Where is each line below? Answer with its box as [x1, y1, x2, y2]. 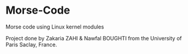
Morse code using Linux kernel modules [5, 23, 104, 30]
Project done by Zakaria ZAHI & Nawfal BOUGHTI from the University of [5, 34, 182, 42]
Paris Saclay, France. [5, 41, 57, 48]
